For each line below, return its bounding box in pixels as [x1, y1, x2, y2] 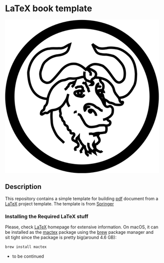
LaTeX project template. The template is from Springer [5, 201, 114, 206]
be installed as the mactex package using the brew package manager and [5, 229, 154, 235]
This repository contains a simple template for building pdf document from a [5, 196, 159, 202]
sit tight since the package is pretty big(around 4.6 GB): [5, 235, 117, 241]
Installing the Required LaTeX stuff [5, 213, 89, 220]
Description [5, 182, 41, 191]
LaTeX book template [5, 3, 93, 14]
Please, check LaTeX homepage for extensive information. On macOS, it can [5, 224, 159, 230]
